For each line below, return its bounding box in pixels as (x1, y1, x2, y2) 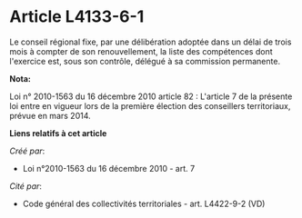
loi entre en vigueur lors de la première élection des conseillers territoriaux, (9, 100, 291, 111)
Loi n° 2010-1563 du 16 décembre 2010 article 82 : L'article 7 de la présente (9, 91, 293, 102)
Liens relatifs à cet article (9, 127, 107, 138)
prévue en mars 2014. (9, 110, 91, 121)
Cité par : (9, 180, 43, 192)
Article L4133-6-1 (9, 6, 145, 27)
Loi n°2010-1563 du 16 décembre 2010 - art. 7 (22, 163, 196, 173)
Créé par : (9, 145, 45, 156)
